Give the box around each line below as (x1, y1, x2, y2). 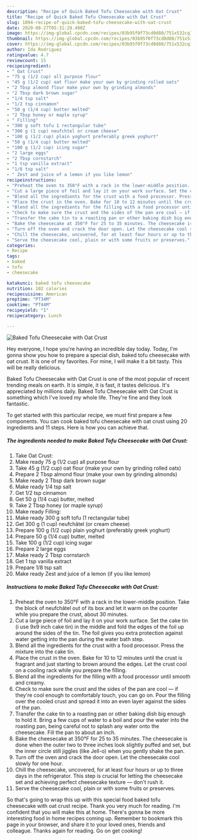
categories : (6, 242, 36, 249)
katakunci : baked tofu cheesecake (6, 280, 91, 286)
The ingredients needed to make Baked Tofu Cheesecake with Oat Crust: (6, 437, 188, 445)
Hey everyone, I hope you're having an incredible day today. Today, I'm (6, 345, 178, 352)
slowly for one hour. (15, 760, 63, 767)
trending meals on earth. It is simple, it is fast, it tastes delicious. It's (6, 381, 170, 388)
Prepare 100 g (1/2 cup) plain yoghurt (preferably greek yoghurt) (15, 526, 170, 533)
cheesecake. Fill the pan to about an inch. (15, 729, 116, 736)
